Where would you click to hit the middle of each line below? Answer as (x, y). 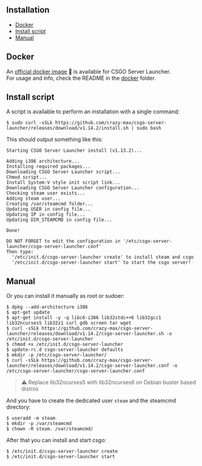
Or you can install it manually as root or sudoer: (65, 296)
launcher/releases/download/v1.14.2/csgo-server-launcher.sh (85, 334)
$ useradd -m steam (31, 418)
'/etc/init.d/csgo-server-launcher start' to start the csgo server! (101, 263)
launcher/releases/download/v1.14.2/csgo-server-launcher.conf (88, 366)
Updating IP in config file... (46, 215)
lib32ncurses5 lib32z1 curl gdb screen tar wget (69, 323)
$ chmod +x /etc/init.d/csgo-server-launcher (65, 344)
